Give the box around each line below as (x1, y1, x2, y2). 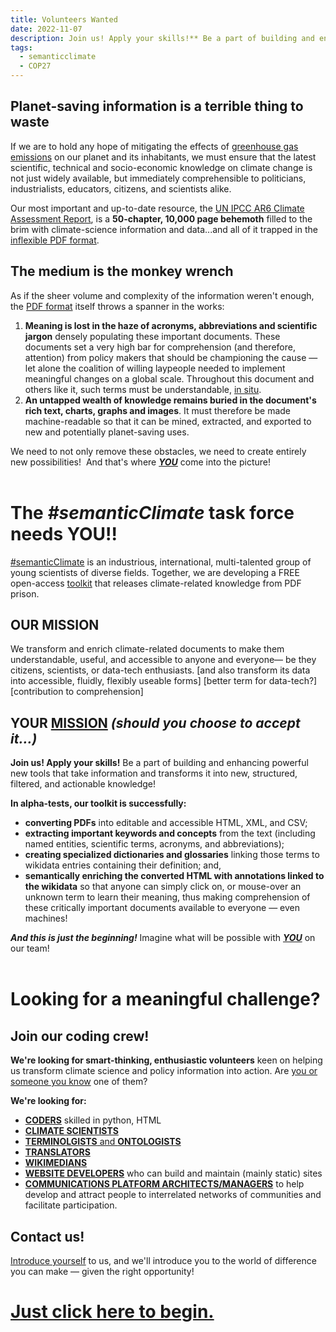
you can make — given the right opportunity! (10, 1266, 195, 1277)
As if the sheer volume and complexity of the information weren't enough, (10, 289, 315, 301)
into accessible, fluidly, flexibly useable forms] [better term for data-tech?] (10, 675, 318, 687)
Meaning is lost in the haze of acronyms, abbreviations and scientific (24, 319, 318, 331)
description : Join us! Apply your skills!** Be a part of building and (10, 33, 315, 43)
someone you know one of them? (10, 1076, 148, 1088)
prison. (10, 587, 40, 600)
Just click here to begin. (10, 1301, 215, 1323)
